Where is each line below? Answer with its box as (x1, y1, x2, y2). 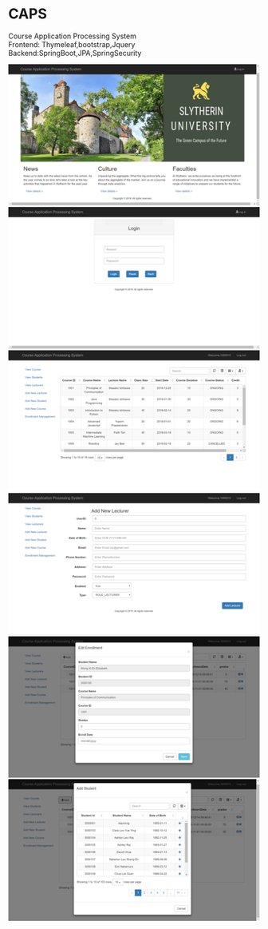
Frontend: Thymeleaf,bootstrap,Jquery (8, 39, 136, 49)
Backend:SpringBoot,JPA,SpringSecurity (8, 48, 142, 58)
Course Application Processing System (8, 31, 137, 41)
